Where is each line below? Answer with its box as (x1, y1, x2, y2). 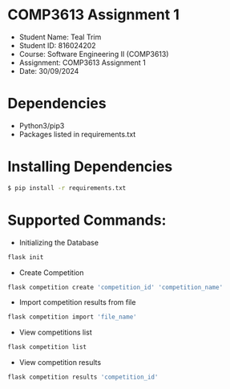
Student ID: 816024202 (18, 40, 97, 50)
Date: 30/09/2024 (18, 66, 79, 75)
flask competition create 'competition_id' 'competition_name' (7, 283, 224, 291)
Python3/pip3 (18, 120, 65, 130)
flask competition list (7, 343, 87, 351)
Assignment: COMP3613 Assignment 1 (18, 58, 146, 67)
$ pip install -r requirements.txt (7, 184, 127, 192)
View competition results (18, 358, 102, 367)
